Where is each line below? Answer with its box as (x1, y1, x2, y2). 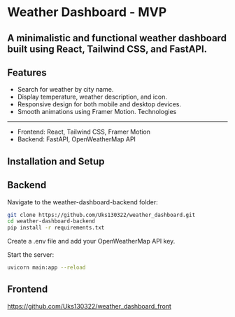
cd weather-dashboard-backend (7, 218, 96, 225)
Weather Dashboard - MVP (7, 4, 167, 20)
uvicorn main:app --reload (7, 264, 86, 272)
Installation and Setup (7, 155, 105, 167)
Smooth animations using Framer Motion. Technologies (17, 108, 177, 116)
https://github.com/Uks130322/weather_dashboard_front (7, 302, 171, 310)
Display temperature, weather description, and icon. (17, 92, 168, 101)
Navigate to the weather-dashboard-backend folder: (7, 197, 159, 206)
